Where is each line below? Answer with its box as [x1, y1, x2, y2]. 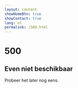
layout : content [4, 7, 37, 12]
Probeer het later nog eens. [4, 77, 59, 83]
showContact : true [4, 16, 41, 21]
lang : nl [4, 20, 22, 25]
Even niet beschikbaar [4, 64, 73, 73]
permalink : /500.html [4, 25, 48, 30]
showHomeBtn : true [4, 12, 41, 16]
